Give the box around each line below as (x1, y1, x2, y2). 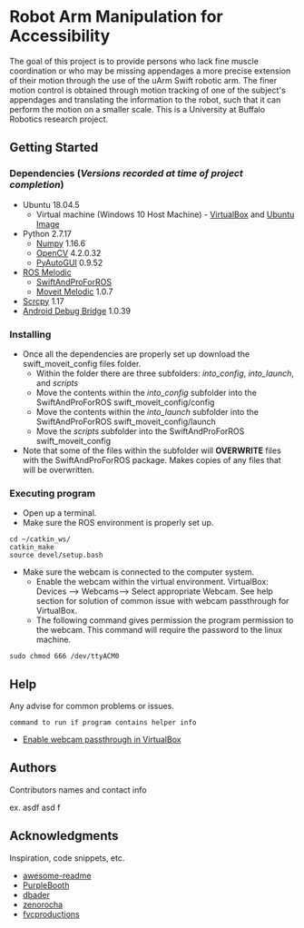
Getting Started (9, 140, 99, 155)
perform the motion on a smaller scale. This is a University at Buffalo (9, 104, 266, 114)
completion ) (9, 179, 64, 192)
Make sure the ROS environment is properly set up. (22, 518, 214, 528)
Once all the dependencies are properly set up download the (22, 348, 250, 360)
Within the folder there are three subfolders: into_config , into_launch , (35, 368, 295, 379)
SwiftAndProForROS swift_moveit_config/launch (35, 416, 216, 427)
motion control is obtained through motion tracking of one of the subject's (9, 84, 286, 95)
